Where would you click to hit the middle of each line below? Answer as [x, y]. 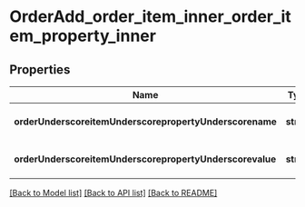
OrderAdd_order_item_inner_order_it [151, 17]
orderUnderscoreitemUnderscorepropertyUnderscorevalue [145, 159]
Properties [40, 69]
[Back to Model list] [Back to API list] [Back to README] [113, 193]
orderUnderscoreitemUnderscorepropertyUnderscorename [145, 122]
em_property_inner [83, 36]
